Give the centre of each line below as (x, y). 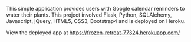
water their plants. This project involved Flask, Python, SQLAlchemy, (89, 15)
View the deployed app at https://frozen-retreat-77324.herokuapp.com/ (93, 33)
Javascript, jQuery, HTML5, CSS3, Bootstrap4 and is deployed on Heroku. (96, 21)
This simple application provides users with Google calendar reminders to (95, 9)
